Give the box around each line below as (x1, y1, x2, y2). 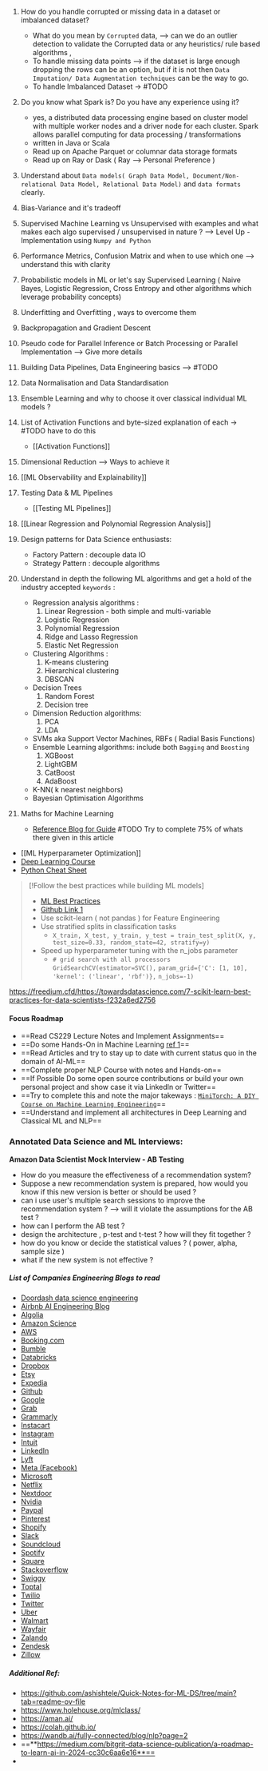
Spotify (20, 1548, 45, 1558)
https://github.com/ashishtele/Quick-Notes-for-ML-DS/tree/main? (20, 1689, 237, 1698)
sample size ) (20, 1246, 65, 1256)
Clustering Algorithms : (32, 649, 108, 658)
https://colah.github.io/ (20, 1722, 97, 1732)
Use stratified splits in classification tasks (40, 922, 177, 931)
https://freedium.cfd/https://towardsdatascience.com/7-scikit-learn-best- (9, 987, 252, 996)
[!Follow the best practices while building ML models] (28, 881, 204, 890)
